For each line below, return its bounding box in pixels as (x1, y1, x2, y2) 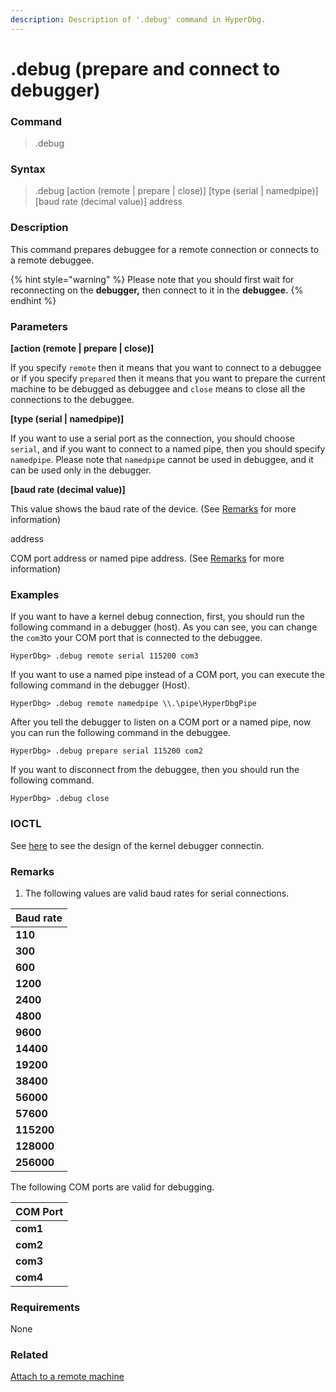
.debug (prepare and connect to (10, 57, 281, 80)
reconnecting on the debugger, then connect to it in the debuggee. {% (10, 284, 304, 296)
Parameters (10, 319, 68, 333)
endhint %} (10, 294, 57, 306)
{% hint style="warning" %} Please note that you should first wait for (10, 273, 295, 285)
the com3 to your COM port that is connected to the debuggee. (10, 632, 263, 644)
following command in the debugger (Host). (10, 679, 190, 691)
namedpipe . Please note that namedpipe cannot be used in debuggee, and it (10, 454, 314, 465)
